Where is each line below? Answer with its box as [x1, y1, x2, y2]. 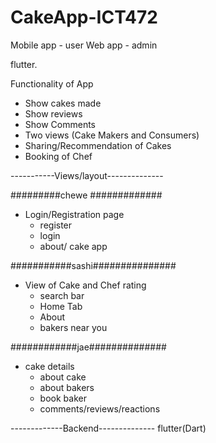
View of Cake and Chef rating [24, 279, 147, 291]
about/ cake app [39, 240, 108, 252]
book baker [39, 392, 87, 404]
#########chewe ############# [10, 189, 163, 201]
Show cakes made [24, 97, 102, 109]
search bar [39, 289, 85, 301]
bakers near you [39, 321, 108, 333]
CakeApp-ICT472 [10, 6, 158, 29]
